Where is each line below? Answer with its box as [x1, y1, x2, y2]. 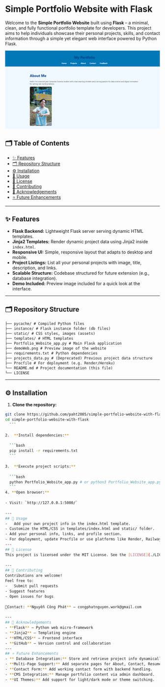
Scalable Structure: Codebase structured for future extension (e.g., [12, 270, 150, 276]
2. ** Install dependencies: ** [5, 433, 69, 437]
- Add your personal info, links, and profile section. [5, 532, 122, 537]
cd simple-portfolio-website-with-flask [5, 417, 89, 422]
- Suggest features [5, 588, 45, 594]
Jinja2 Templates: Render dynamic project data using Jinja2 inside [12, 238, 148, 245]
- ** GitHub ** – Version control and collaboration [5, 641, 111, 646]
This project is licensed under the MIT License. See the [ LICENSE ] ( [5, 552, 151, 557]
